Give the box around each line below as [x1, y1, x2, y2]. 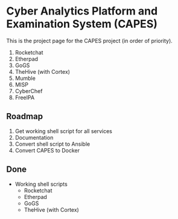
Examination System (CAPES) [6, 17, 158, 31]
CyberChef [14, 87, 43, 94]
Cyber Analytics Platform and [6, 4, 158, 18]
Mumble [14, 74, 36, 82]
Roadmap [6, 111, 43, 122]
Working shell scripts [14, 180, 68, 188]
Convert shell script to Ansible [14, 140, 91, 148]
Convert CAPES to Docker [14, 146, 80, 154]
